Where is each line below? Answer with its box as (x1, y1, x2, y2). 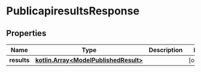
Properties (6, 28, 47, 38)
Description (148, 46, 183, 54)
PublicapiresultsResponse (6, 4, 139, 18)
